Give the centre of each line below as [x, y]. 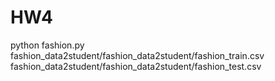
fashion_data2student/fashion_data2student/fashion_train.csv [137, 55]
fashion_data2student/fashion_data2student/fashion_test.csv [136, 66]
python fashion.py [47, 45]
